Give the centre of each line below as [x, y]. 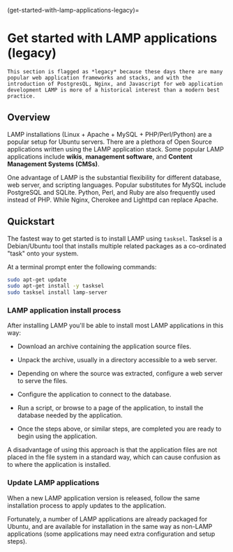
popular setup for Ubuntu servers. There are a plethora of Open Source [110, 142]
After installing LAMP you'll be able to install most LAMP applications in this [115, 326]
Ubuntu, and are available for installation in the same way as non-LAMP [110, 526]
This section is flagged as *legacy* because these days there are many [115, 72]
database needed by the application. [70, 415]
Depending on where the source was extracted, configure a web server [120, 373]
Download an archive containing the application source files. [104, 346]
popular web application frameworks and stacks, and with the [99, 77]
